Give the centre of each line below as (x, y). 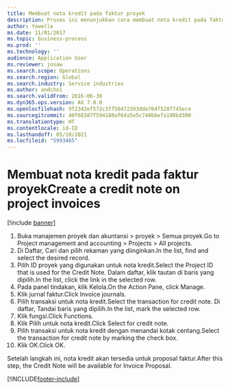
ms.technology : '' (33, 52)
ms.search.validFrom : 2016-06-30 (55, 97)
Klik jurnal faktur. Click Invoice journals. (72, 294)
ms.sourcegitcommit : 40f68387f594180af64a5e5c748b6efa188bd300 (99, 115)
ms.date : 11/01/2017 (37, 33)
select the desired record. (53, 258)
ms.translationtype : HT (41, 122)
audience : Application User (47, 58)
